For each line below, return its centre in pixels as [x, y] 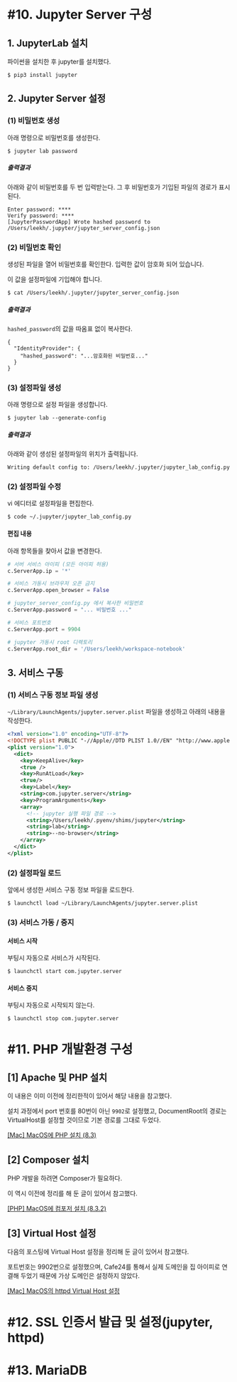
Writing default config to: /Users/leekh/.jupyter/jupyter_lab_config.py [119, 467]
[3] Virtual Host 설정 [52, 1233]
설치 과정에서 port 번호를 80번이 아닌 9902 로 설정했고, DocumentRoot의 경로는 [117, 1111]
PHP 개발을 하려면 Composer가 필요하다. [65, 1178]
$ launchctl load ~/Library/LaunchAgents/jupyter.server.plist [103, 903]
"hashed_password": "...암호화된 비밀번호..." [84, 356]
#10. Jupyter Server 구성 [80, 15]
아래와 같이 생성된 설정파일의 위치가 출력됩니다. [73, 454]
